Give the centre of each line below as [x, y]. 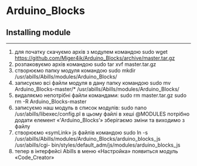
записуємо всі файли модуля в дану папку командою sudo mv [93, 83]
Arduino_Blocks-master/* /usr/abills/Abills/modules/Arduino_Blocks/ [97, 89]
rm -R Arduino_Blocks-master [50, 101]
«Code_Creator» [34, 157]
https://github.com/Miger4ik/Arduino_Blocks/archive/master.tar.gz [95, 58]
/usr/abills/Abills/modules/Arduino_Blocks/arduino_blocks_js [88, 139]
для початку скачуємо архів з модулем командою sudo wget [91, 52]
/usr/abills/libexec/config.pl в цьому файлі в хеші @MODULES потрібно [102, 114]
